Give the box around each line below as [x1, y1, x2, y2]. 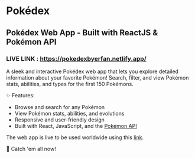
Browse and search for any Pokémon [14, 103, 105, 110]
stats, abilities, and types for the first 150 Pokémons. [6, 80, 134, 87]
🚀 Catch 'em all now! [6, 145, 56, 152]
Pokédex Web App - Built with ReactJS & [6, 28, 158, 38]
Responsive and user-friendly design [14, 116, 105, 123]
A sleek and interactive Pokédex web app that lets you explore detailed [6, 68, 179, 75]
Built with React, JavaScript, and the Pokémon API [14, 122, 137, 129]
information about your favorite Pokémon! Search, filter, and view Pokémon [6, 74, 189, 81]
